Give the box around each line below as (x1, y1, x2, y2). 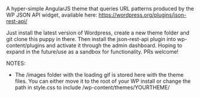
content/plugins (6, 42, 45, 49)
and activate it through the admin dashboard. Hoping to (45, 42, 183, 49)
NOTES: (6, 60, 26, 67)
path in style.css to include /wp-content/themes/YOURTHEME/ (14, 84, 170, 91)
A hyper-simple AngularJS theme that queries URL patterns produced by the (6, 5, 194, 12)
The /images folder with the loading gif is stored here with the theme (14, 71, 184, 78)
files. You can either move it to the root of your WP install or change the (14, 77, 191, 85)
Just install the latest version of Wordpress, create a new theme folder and (6, 29, 190, 36)
